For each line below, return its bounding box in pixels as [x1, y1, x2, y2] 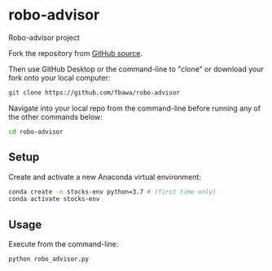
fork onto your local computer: [8, 72, 111, 82]
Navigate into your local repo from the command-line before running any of [8, 103, 261, 113]
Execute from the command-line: [8, 239, 119, 249]
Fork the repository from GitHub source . [8, 48, 143, 58]
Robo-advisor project [8, 33, 80, 42]
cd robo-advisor [8, 128, 64, 136]
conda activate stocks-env [8, 195, 100, 203]
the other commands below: [8, 111, 103, 121]
